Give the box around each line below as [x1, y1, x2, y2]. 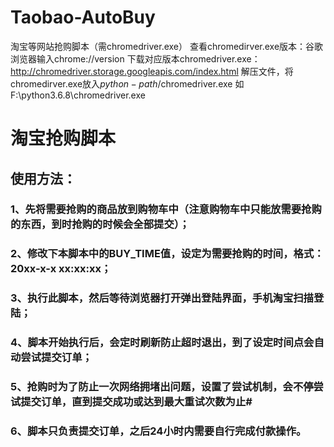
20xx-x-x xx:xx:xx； [10, 262, 112, 276]
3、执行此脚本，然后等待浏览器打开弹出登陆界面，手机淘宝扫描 [10, 291, 314, 305]
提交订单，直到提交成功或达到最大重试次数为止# [20, 395, 253, 409]
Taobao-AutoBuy [10, 6, 156, 29]
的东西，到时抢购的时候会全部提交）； [10, 217, 190, 231]
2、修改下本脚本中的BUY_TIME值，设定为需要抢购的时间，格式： [10, 247, 325, 261]
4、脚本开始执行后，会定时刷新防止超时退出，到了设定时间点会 [10, 336, 315, 350]
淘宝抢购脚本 [10, 127, 117, 150]
